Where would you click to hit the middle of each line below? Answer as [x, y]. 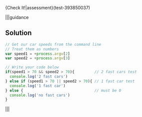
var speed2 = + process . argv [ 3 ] [38, 58]
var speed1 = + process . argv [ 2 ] [38, 54]
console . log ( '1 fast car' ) [38, 86]
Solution [18, 33]
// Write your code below [32, 67]
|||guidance [17, 17]
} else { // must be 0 [63, 90]
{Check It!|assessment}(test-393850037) [48, 8]
